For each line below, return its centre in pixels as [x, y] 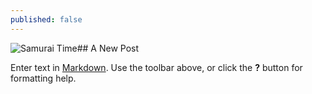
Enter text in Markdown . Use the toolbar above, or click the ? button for [156, 67]
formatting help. [43, 78]
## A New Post [108, 48]
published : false [46, 19]
